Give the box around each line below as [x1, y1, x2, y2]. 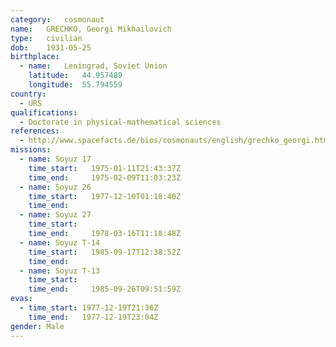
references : [10, 126, 60, 136]
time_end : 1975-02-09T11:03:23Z [28, 172, 182, 183]
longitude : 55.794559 [28, 80, 123, 90]
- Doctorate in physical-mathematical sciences [19, 117, 222, 127]
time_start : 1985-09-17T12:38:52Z [28, 247, 182, 257]
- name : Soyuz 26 [19, 182, 92, 192]
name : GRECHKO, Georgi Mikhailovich [10, 24, 172, 34]
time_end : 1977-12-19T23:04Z [28, 312, 159, 322]
